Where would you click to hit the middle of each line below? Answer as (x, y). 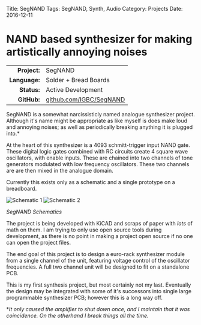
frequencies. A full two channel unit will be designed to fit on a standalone (98, 267)
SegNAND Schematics (34, 212)
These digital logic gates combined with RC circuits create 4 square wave (97, 151)
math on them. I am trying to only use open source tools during (84, 230)
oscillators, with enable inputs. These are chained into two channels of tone (100, 158)
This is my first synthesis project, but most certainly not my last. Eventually (99, 285)
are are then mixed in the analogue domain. (60, 170)
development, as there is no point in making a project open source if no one (100, 236)
